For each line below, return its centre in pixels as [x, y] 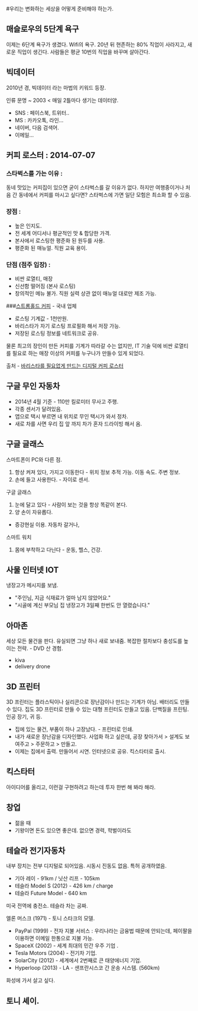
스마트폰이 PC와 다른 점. [34, 459]
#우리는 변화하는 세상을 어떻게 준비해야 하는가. [60, 9]
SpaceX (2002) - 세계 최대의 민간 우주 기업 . [66, 946]
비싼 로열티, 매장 [34, 278]
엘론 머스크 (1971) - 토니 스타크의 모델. [51, 918]
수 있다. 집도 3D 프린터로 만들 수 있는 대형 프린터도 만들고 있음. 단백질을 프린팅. [98, 709]
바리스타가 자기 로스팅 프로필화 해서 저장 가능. [68, 326]
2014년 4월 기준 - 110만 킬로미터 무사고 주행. [66, 401]
